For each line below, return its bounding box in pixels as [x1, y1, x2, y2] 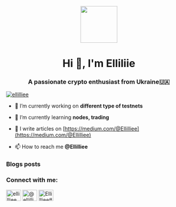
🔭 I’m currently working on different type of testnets [14, 102, 143, 109]
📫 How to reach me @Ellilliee [14, 143, 88, 151]
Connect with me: [6, 176, 58, 184]
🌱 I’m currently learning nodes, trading [14, 114, 109, 121]
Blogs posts [6, 160, 41, 168]
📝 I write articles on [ [14, 125, 65, 132]
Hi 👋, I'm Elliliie [62, 57, 135, 70]
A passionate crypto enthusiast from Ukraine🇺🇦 [28, 78, 170, 86]
